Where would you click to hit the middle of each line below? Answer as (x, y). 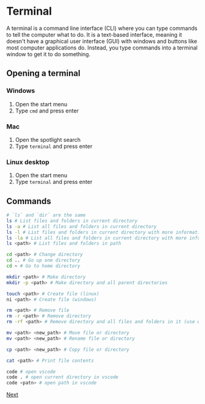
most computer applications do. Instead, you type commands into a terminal (102, 48)
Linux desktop (28, 162)
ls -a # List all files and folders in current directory (81, 226)
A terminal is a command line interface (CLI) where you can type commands (102, 28)
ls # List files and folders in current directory (72, 221)
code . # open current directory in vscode (63, 377)
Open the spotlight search (48, 139)
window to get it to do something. (49, 54)
